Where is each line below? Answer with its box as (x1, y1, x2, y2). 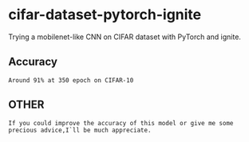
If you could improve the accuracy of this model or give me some (8, 119, 234, 127)
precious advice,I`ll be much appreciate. (8, 126, 152, 134)
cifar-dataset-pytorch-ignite (8, 6, 202, 24)
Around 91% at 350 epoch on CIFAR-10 (8, 76, 134, 85)
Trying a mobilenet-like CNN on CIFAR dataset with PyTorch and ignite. (8, 32, 242, 41)
